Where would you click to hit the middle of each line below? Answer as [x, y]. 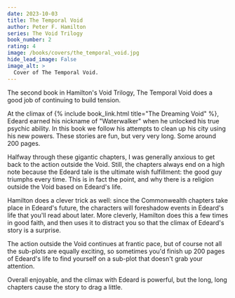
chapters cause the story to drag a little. [65, 287]
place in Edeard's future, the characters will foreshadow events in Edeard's [116, 208]
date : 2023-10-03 [33, 14]
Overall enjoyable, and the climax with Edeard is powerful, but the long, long [117, 279]
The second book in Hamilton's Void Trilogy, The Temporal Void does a [110, 93]
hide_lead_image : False [42, 60]
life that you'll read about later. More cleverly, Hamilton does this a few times [118, 215]
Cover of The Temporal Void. [56, 72]
